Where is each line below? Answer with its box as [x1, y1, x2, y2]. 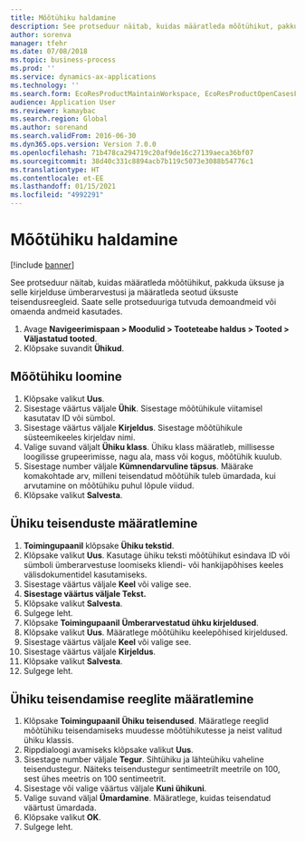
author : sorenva [10, 30, 71, 39]
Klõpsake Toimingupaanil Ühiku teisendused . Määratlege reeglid [23, 716, 270, 727]
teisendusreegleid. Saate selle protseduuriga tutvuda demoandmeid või [10, 296, 277, 307]
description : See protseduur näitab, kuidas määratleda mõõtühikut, [10, 22, 274, 31]
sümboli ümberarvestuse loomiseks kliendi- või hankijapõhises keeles [23, 559, 284, 570]
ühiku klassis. [23, 735, 75, 746]
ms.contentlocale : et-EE [10, 173, 104, 182]
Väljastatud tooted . [23, 333, 98, 344]
